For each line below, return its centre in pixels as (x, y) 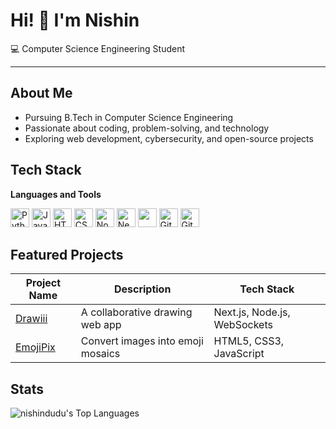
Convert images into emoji (142, 341)
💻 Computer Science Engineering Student (98, 48)
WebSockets (243, 325)
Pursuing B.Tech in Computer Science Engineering (129, 117)
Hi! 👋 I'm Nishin (75, 20)
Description (142, 289)
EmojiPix (35, 347)
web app (101, 325)
